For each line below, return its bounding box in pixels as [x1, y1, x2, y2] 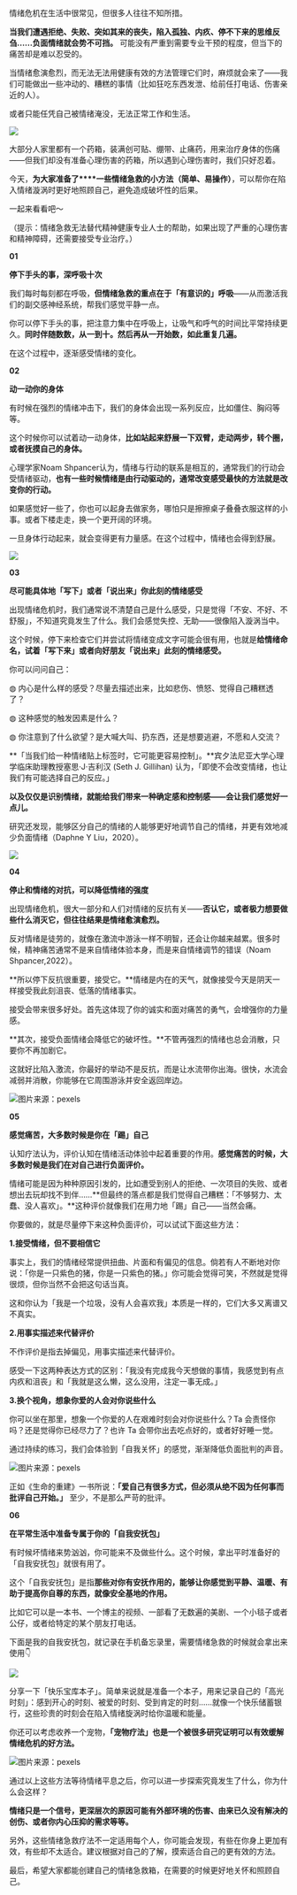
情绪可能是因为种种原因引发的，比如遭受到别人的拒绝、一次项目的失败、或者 [9, 1178, 288, 1188]
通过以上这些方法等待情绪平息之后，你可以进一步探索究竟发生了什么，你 [9, 1776, 272, 1785]
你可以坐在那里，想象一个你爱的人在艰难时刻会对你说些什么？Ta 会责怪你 [9, 1414, 276, 1424]
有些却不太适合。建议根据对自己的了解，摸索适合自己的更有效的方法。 [24, 1846, 280, 1856]
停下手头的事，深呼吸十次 [9, 269, 103, 280]
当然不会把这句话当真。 [47, 1279, 133, 1289]
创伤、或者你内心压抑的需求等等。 [9, 1816, 133, 1827]
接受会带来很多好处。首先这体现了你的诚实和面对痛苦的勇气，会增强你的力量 [9, 1004, 288, 1015]
